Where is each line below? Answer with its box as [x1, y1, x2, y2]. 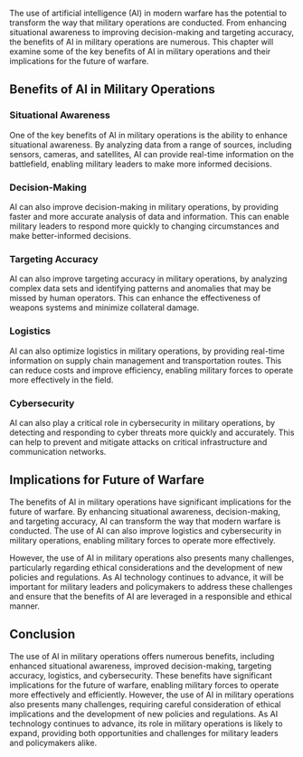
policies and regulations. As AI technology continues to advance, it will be [9, 572, 284, 582]
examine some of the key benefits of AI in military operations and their [9, 46, 271, 57]
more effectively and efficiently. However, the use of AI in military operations [9, 689, 295, 700]
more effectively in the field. [9, 374, 114, 385]
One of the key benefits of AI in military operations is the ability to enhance [9, 129, 288, 140]
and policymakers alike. [9, 737, 98, 748]
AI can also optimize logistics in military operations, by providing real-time [9, 345, 285, 356]
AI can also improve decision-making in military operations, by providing [9, 201, 279, 212]
